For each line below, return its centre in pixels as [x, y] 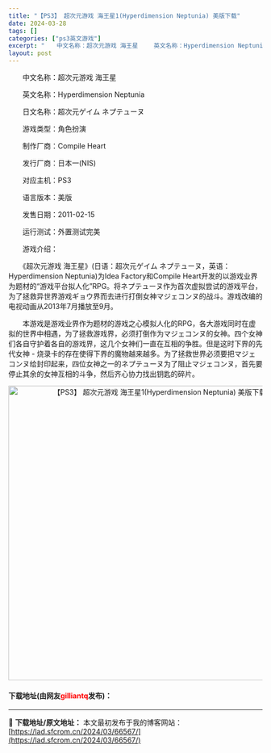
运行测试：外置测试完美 [61, 232]
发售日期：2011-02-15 [58, 214]
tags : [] [23, 31]
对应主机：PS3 [47, 180]
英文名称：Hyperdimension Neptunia [83, 94]
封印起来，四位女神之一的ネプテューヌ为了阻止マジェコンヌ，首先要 [149, 364]
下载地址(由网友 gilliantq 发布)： [60, 696]
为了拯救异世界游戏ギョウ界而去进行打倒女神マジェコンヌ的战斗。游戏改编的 [135, 296]
